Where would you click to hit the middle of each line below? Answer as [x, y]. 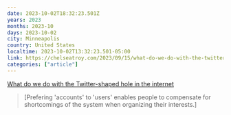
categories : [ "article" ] [43, 64]
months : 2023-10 [30, 26]
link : [15, 58]
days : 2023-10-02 [32, 33]
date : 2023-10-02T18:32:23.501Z [53, 13]
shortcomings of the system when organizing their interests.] [110, 104]
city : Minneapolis [33, 39]
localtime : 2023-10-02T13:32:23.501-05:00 [69, 52]
